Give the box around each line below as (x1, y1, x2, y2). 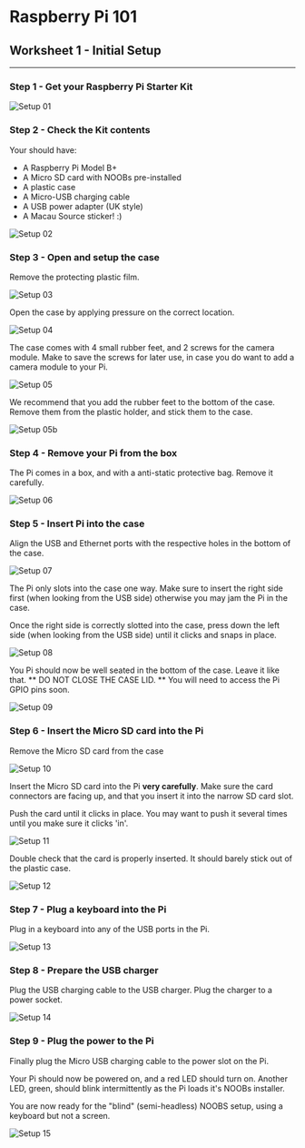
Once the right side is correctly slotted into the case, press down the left (9, 620, 280, 631)
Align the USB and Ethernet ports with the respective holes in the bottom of (9, 538, 291, 549)
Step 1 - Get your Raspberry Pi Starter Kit (9, 80, 193, 93)
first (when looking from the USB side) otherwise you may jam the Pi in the (9, 593, 289, 604)
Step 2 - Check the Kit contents (9, 124, 151, 137)
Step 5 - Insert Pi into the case (9, 517, 145, 530)
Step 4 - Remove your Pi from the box (9, 446, 178, 459)
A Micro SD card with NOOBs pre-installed (22, 171, 182, 183)
